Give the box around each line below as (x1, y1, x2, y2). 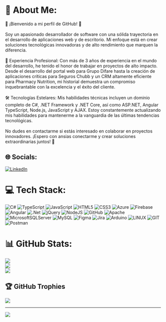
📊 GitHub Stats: (5, 238, 73, 249)
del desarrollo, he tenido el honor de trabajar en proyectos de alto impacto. (5, 63, 158, 69)
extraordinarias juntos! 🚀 (5, 138, 55, 144)
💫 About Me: (5, 4, 57, 16)
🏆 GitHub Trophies (5, 282, 66, 291)
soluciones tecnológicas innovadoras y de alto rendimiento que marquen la (5, 42, 158, 47)
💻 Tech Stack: (5, 184, 66, 195)
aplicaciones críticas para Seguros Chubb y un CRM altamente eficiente (5, 73, 152, 79)
